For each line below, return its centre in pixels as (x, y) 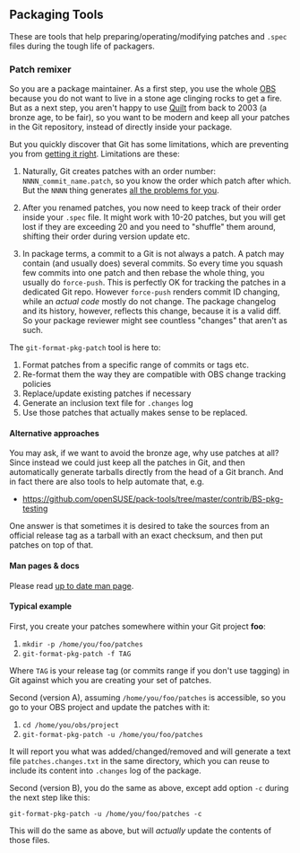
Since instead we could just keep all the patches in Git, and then (127, 462)
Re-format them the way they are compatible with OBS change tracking (154, 374)
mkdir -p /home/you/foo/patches (82, 644)
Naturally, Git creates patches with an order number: (119, 171)
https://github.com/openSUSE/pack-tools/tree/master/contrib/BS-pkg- (153, 499)
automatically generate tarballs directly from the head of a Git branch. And (146, 472)
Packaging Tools (57, 15)
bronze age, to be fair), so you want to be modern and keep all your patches (150, 118)
